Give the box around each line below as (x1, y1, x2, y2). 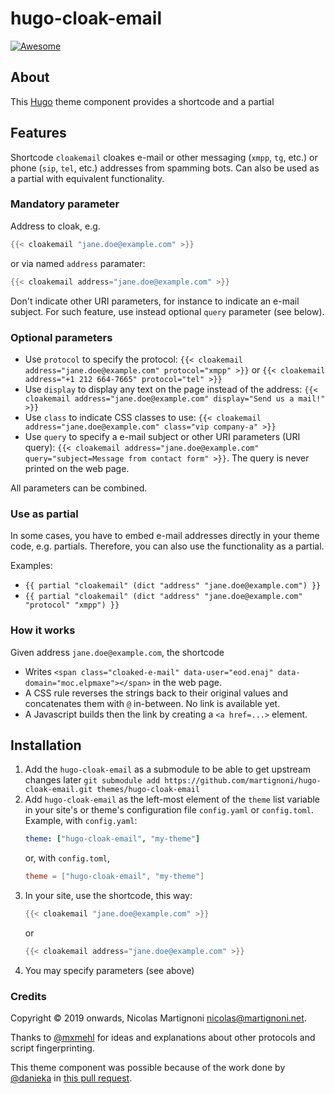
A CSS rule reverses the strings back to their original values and (24, 687, 289, 699)
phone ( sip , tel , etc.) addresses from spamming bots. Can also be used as (10, 162, 320, 174)
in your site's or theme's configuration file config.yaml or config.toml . (24, 804, 314, 816)
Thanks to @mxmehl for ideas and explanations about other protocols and (10, 1032, 316, 1044)
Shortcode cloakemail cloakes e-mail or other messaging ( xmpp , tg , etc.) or (10, 151, 318, 163)
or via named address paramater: (10, 257, 146, 269)
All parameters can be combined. (10, 482, 148, 494)
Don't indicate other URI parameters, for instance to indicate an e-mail (10, 295, 300, 307)
